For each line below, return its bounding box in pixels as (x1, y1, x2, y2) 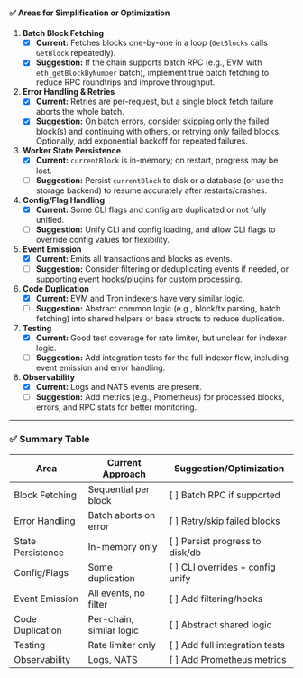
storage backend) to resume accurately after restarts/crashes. (35, 185, 268, 196)
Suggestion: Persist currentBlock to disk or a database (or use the (35, 174, 284, 185)
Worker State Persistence (22, 145, 122, 156)
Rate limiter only (87, 638, 156, 651)
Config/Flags (14, 566, 69, 579)
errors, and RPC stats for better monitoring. (35, 402, 197, 413)
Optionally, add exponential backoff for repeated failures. (35, 135, 248, 146)
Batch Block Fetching (22, 28, 105, 39)
